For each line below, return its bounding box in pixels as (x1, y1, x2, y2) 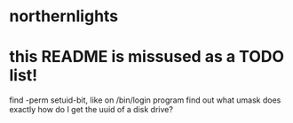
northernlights (9, 6, 119, 27)
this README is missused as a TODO (9, 47, 285, 67)
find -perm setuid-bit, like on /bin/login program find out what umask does (9, 95, 281, 105)
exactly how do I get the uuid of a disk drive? (9, 104, 173, 115)
